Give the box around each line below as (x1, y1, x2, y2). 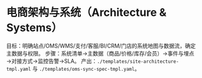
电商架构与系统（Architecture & (6, 5, 167, 19)
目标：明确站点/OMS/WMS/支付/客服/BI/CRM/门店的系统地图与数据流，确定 (6, 42, 196, 49)
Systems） (6, 21, 63, 35)
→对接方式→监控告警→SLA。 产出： (6, 57, 97, 65)
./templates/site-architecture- (97, 58, 179, 65)
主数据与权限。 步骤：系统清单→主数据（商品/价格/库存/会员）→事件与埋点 (6, 49, 195, 57)
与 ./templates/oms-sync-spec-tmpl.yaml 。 (32, 65, 140, 72)
